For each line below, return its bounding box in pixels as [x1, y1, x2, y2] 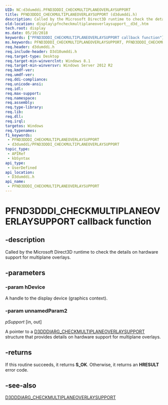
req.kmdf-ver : [5, 68, 35, 73]
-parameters [5, 269, 45, 277]
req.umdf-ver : [5, 72, 35, 77]
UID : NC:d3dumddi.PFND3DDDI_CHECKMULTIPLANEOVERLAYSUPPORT [5, 7, 131, 12]
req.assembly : [5, 100, 35, 105]
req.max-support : [5, 91, 41, 96]
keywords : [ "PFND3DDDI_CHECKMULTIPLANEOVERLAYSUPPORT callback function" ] [5, 35, 164, 40]
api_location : [5, 170, 35, 175]
